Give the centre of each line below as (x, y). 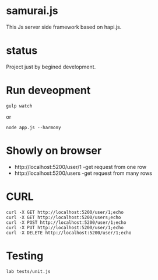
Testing (25, 256)
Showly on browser (54, 151)
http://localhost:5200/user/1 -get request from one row (80, 167)
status (22, 51)
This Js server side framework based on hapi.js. (64, 27)
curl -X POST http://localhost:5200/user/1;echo (66, 222)
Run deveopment (48, 90)
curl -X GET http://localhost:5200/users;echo (64, 217)
